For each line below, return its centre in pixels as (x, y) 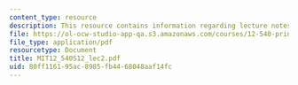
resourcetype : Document (53, 50)
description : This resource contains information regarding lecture (138, 26)
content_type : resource (53, 17)
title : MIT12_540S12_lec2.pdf (65, 58)
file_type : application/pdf (61, 42)
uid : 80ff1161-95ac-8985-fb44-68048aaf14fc (91, 67)
